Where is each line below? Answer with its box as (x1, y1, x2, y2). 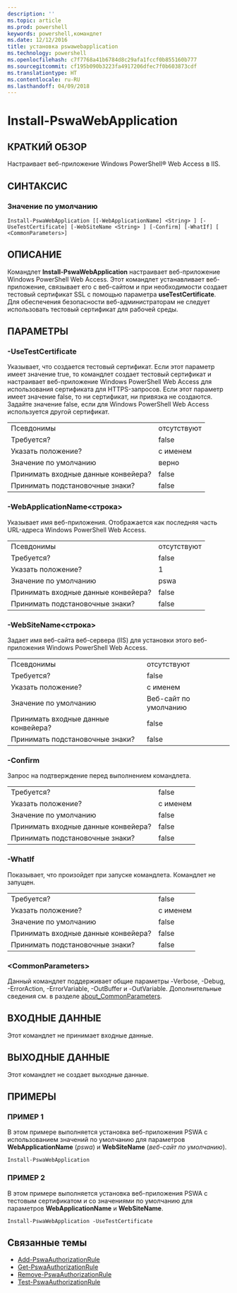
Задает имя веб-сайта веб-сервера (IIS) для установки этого (7, 636, 193, 644)
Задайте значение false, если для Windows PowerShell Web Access (7, 400, 209, 409)
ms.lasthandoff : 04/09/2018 (7, 83, 90, 90)
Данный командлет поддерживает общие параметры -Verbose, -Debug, (7, 977, 226, 985)
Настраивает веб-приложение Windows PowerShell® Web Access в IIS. (7, 160, 221, 168)
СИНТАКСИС (7, 180, 68, 192)
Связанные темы (7, 1237, 87, 1249)
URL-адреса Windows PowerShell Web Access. (7, 525, 147, 534)
